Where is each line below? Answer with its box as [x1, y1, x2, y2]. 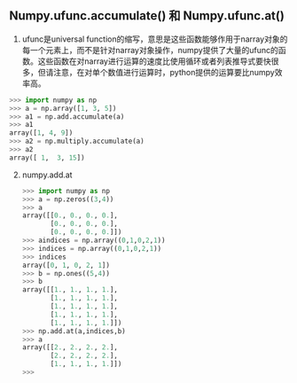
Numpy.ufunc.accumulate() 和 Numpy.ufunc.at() [9, 8, 285, 24]
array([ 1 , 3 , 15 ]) [9, 153, 86, 162]
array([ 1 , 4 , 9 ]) [9, 129, 74, 137]
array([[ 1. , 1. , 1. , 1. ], [21, 285, 118, 294]
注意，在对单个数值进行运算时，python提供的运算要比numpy [52, 66, 275, 77]
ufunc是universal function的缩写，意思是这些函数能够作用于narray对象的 [21, 34, 288, 44]
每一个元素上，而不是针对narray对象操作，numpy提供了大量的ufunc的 [21, 44, 279, 55]
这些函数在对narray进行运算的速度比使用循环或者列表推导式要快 [37, 56, 272, 66]
